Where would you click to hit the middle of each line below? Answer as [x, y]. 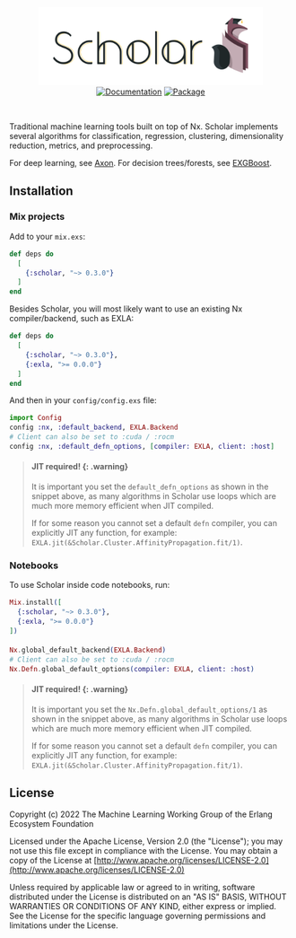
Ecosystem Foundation [52, 824]
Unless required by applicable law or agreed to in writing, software [132, 888]
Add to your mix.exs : [48, 236]
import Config [36, 418]
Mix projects [37, 216]
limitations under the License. [64, 925]
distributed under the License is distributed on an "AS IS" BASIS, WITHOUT [148, 897]
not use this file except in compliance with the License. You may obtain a [144, 851]
